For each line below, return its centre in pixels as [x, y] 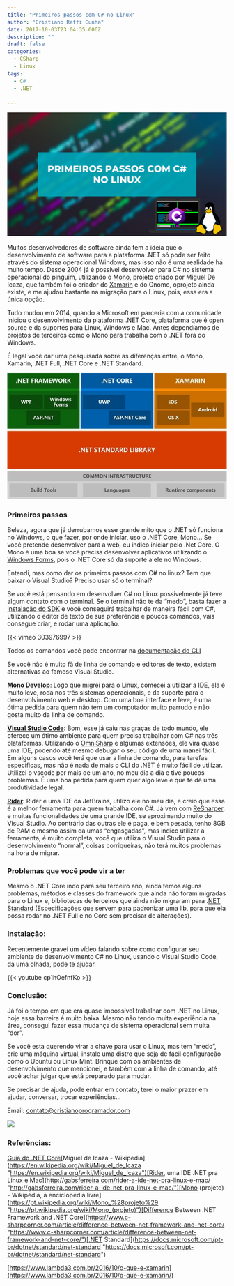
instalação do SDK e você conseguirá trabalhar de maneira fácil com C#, [111, 609]
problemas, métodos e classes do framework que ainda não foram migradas [117, 893]
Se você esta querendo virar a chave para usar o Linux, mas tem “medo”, [112, 1047]
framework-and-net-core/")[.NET [55, 1240]
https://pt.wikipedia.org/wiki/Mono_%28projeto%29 [84, 1202]
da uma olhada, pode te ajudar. [52, 964]
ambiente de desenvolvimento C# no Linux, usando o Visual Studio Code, [112, 956]
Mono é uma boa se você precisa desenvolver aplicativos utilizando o [107, 552]
